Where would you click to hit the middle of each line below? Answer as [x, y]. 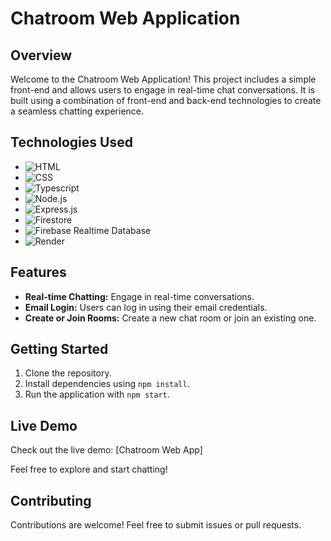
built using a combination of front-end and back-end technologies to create [166, 100]
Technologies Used [71, 142]
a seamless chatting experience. [77, 111]
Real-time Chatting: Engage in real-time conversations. [139, 296]
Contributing [51, 500]
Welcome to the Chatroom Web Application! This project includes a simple [163, 79]
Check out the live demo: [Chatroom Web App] [106, 450]
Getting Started [59, 349]
